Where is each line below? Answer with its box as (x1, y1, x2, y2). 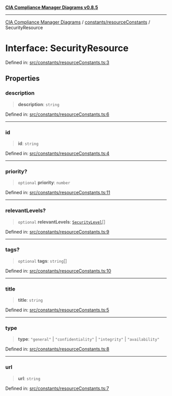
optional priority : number (17, 179, 71, 186)
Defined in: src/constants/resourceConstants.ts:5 (5, 307, 110, 313)
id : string (17, 140, 39, 147)
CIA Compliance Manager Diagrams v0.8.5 (5, 5, 98, 10)
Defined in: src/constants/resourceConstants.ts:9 (5, 228, 110, 235)
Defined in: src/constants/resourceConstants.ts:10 (5, 267, 112, 274)
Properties (5, 74, 40, 83)
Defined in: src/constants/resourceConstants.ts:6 (5, 111, 110, 117)
